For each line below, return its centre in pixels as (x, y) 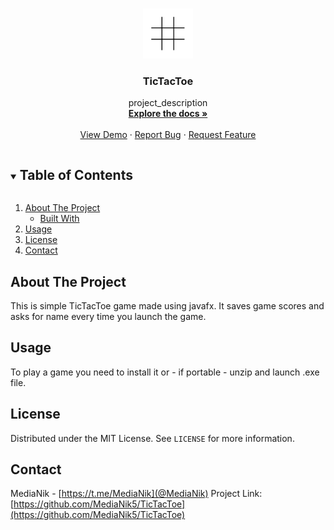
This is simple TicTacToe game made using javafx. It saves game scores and (167, 305)
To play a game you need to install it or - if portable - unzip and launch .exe (165, 372)
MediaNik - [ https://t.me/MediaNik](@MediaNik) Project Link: (136, 494)
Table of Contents (76, 174)
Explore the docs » (168, 114)
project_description (168, 103)
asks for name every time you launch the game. (108, 316)
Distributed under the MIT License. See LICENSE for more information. (152, 438)
